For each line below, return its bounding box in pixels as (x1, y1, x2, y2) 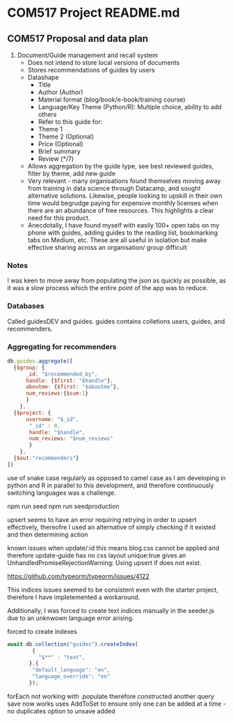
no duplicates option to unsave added (7, 706, 116, 715)
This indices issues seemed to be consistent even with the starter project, (7, 585, 219, 594)
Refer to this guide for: (38, 118, 103, 126)
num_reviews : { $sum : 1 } (25, 390, 89, 397)
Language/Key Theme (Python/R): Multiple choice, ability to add (38, 103, 222, 111)
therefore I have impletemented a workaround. (7, 593, 140, 601)
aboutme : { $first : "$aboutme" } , (25, 383, 120, 390)
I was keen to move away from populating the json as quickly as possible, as (7, 276, 226, 285)
